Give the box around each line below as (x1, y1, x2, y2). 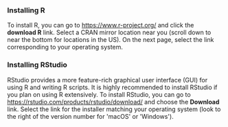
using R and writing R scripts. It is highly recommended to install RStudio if (7, 83, 218, 91)
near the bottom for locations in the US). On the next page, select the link (7, 36, 214, 44)
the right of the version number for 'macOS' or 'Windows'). (7, 112, 174, 120)
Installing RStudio (7, 60, 67, 70)
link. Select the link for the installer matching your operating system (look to (7, 105, 221, 113)
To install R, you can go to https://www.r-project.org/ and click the (7, 21, 194, 30)
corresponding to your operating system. (7, 43, 124, 51)
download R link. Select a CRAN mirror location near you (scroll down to (7, 28, 212, 36)
